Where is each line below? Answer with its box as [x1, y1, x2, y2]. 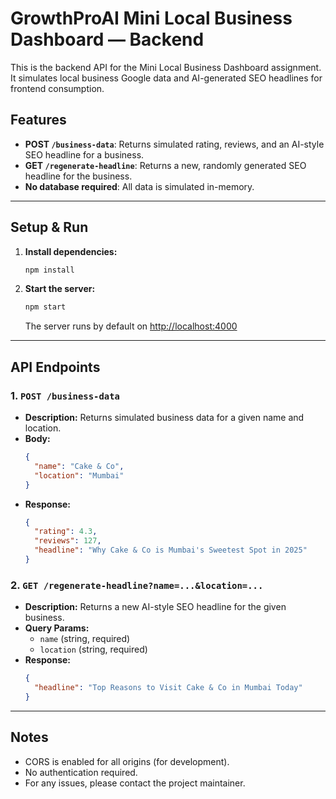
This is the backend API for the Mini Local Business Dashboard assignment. [10, 61, 322, 73]
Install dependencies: [24, 245, 118, 257]
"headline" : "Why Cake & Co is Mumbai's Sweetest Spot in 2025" [34, 545, 308, 556]
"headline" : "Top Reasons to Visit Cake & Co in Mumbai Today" [34, 683, 303, 693]
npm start [24, 302, 67, 312]
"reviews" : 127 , [34, 536, 102, 546]
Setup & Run [10, 219, 89, 236]
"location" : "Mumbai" [34, 470, 125, 481]
